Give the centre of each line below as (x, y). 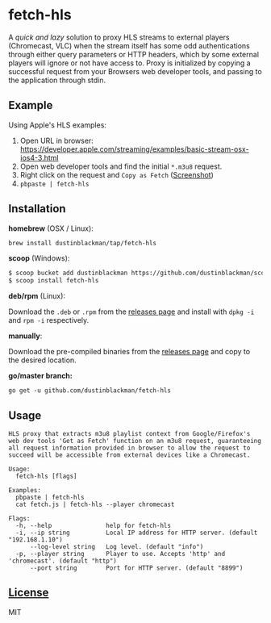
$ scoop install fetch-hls (54, 281)
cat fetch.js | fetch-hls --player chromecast (95, 504)
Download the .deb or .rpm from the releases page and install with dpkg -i (131, 311)
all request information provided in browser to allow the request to (129, 448)
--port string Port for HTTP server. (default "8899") (136, 568)
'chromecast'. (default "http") (63, 561)
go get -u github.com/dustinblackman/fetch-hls (90, 391)
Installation (37, 209)
